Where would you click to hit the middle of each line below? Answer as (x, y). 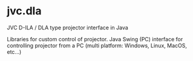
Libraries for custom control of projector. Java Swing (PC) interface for (95, 39)
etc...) (14, 51)
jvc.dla (24, 11)
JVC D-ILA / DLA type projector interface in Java (68, 28)
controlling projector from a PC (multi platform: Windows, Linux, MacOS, (97, 45)
